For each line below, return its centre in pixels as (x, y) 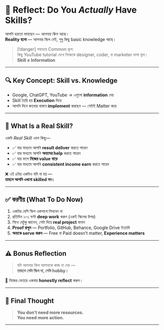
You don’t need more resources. (50, 312)
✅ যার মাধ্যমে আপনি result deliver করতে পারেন (50, 147)
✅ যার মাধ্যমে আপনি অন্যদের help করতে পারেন (46, 153)
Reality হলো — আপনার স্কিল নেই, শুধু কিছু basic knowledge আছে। (61, 39)
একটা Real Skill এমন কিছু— (28, 138)
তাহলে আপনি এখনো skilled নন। (30, 179)
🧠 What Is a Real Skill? (39, 126)
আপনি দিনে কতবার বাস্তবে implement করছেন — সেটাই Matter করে (64, 106)
